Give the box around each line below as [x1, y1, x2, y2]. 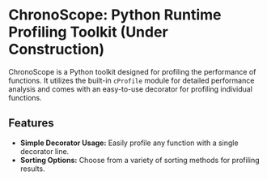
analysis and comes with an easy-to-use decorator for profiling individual [8, 84, 253, 94]
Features [8, 116, 54, 131]
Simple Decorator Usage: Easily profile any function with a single [19, 138, 239, 148]
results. [19, 164, 46, 174]
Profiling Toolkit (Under [8, 23, 168, 41]
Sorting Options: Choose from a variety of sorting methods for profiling [19, 155, 261, 165]
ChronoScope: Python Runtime [8, 6, 222, 24]
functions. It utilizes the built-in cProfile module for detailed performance [8, 75, 255, 85]
